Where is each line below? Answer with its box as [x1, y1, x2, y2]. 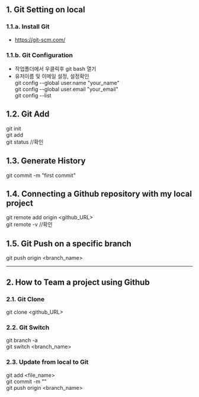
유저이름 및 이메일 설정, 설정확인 [14, 73, 89, 80]
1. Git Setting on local [6, 5, 85, 15]
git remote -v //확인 [6, 221, 53, 228]
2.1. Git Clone [6, 295, 45, 303]
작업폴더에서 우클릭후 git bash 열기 [14, 65, 97, 72]
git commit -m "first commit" [6, 172, 76, 179]
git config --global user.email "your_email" [14, 86, 118, 93]
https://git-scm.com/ [14, 36, 66, 43]
